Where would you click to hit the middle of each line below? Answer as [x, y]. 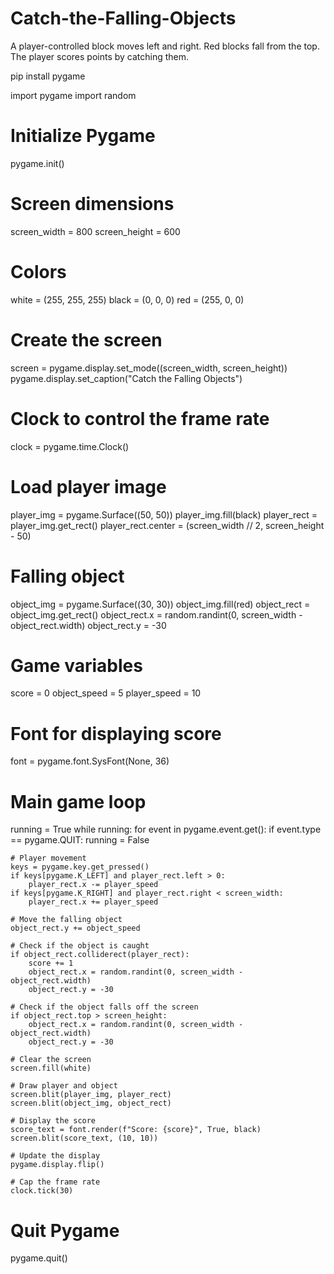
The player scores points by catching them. [100, 56]
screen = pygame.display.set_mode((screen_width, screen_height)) [149, 368]
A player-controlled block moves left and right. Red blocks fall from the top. [165, 46]
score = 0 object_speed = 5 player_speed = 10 [106, 693]
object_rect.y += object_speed [75, 928]
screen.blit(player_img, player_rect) [91, 1095]
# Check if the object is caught [80, 946]
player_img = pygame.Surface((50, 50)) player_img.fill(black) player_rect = [164, 514]
